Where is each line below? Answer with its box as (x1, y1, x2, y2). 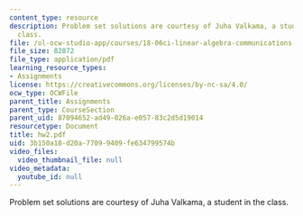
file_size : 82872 (9, 47, 75, 56)
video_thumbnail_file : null (17, 155, 124, 165)
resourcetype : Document (9, 122, 99, 131)
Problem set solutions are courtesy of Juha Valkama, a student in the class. (9, 197, 289, 208)
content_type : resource (9, 13, 99, 22)
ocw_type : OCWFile (9, 88, 78, 97)
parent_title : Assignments (9, 96, 111, 106)
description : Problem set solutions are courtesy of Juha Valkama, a (9, 22, 277, 31)
